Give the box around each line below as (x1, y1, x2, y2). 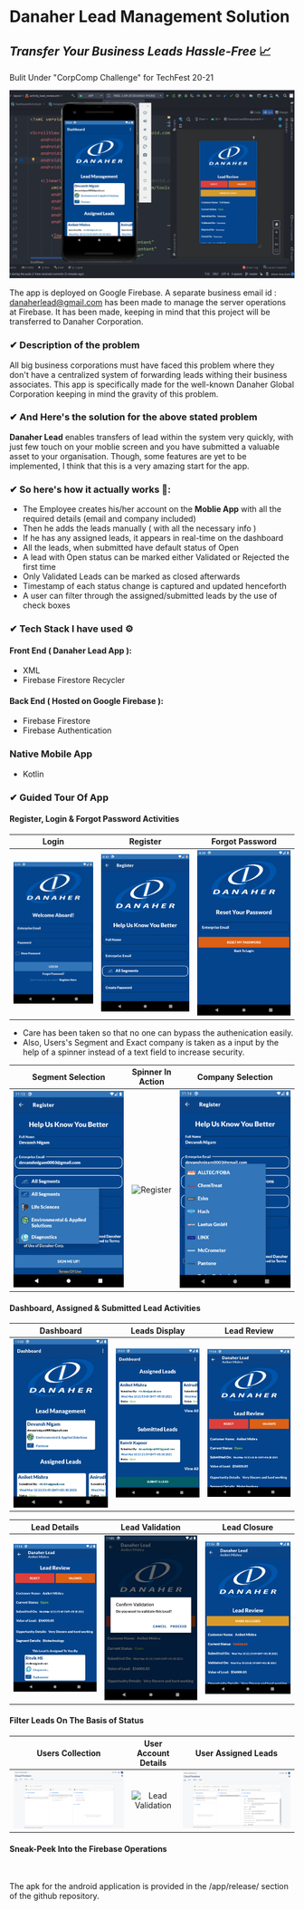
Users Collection (36, 1747, 101, 1759)
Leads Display (130, 1325, 185, 1336)
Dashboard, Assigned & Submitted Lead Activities (9, 1302, 201, 1313)
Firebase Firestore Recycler (22, 675, 126, 686)
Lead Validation (120, 1521, 181, 1532)
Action (138, 1076, 165, 1087)
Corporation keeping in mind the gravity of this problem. (9, 388, 219, 400)
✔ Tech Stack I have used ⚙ (9, 622, 134, 635)
